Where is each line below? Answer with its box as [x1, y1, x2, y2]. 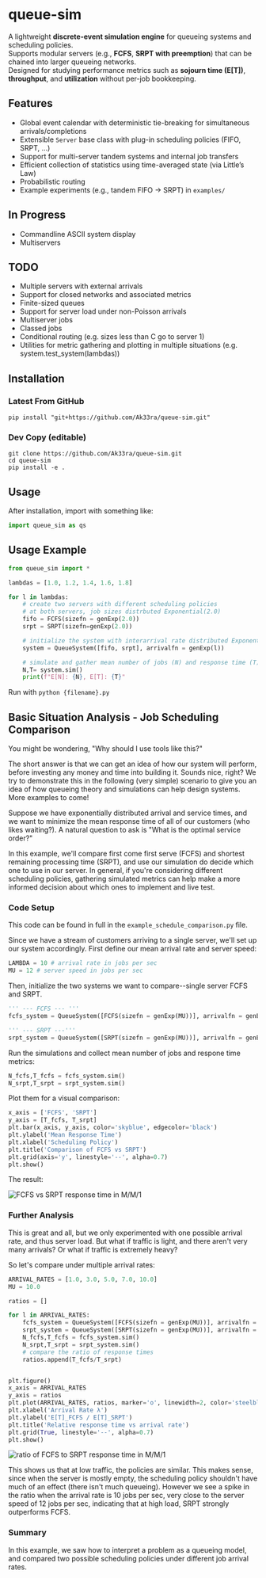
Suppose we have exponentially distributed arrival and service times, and [8, 808, 248, 818]
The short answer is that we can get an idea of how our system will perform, [8, 759, 257, 769]
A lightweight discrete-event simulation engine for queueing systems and [8, 32, 252, 41]
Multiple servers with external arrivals [19, 281, 143, 291]
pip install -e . [8, 463, 66, 472]
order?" [8, 833, 33, 843]
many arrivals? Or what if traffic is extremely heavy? [8, 1244, 178, 1254]
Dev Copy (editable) [8, 432, 87, 443]
